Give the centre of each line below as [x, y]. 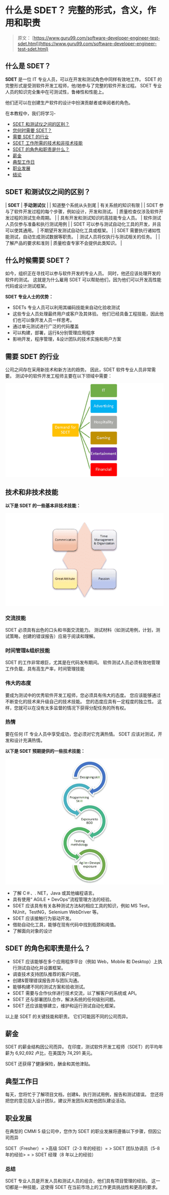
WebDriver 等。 [85, 912]
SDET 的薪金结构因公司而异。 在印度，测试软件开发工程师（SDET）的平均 [82, 1047]
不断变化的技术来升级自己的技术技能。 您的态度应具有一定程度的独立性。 [81, 701]
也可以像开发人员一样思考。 [46, 320]
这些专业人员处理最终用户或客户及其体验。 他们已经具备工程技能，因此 [86, 314]
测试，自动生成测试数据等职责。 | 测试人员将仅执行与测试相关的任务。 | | [84, 237]
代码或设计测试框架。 [27, 286]
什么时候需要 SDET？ [38, 260]
